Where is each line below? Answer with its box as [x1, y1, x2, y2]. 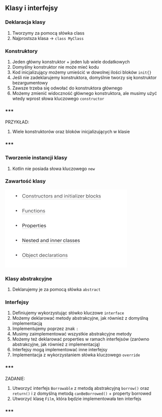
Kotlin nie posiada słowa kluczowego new [12, 166, 95, 171]
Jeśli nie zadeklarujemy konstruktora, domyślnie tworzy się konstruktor [12, 74, 157, 81]
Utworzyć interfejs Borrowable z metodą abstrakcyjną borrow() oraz [12, 385, 149, 391]
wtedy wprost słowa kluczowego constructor [12, 95, 104, 101]
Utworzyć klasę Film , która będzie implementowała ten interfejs [12, 395, 142, 402]
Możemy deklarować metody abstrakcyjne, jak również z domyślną [12, 315, 149, 321]
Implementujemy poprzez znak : [12, 326, 79, 332]
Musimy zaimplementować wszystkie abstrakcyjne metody [12, 331, 132, 337]
